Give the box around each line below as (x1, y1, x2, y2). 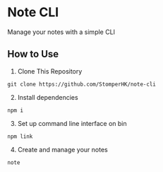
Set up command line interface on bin (17, 119, 127, 127)
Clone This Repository (17, 67, 83, 75)
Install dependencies (17, 93, 79, 101)
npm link (7, 132, 33, 140)
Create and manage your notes (17, 145, 108, 154)
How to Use (7, 48, 59, 60)
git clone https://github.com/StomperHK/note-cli (7, 81, 157, 88)
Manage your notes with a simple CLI (7, 28, 115, 36)
